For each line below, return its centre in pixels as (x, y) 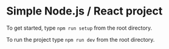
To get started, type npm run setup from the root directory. (79, 28)
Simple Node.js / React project (84, 11)
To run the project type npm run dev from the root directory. (81, 39)
